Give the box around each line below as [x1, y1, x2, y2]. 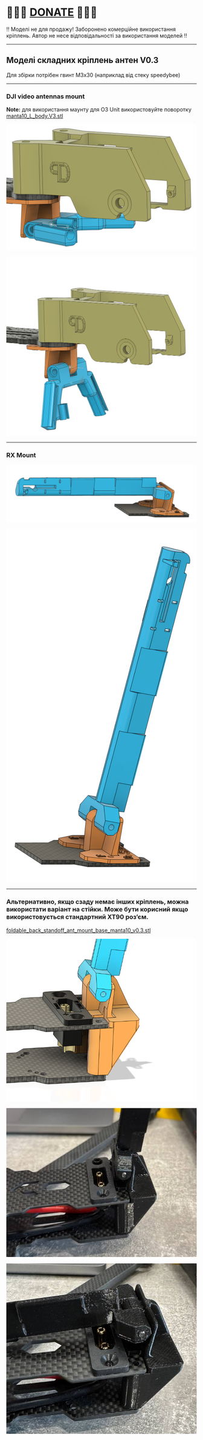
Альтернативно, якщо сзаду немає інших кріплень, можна [6, 898, 189, 906]
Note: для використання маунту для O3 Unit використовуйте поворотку [6, 106, 192, 113]
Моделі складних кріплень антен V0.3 [6, 55, 159, 65]
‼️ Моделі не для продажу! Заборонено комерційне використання [6, 25, 176, 33]
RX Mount [6, 451, 36, 459]
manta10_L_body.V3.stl [6, 112, 63, 120]
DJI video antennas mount [6, 92, 85, 101]
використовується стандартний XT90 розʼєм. [6, 913, 149, 921]
